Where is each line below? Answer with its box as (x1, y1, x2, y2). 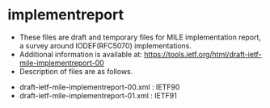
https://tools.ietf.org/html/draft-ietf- (144, 49, 262, 59)
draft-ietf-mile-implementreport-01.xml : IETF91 (19, 90, 177, 100)
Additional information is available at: (19, 49, 143, 59)
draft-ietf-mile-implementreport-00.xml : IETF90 (19, 82, 180, 92)
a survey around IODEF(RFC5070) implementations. (19, 40, 192, 50)
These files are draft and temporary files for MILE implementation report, (19, 32, 262, 42)
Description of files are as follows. (19, 66, 133, 76)
